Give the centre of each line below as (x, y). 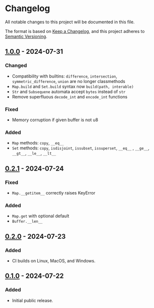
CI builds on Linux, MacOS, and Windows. (54, 260)
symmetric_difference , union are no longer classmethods (69, 81)
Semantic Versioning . (26, 36)
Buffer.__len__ (27, 222)
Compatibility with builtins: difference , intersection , (64, 76)
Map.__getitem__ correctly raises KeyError (54, 193)
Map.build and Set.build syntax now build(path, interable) (73, 86)
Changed (16, 65)
